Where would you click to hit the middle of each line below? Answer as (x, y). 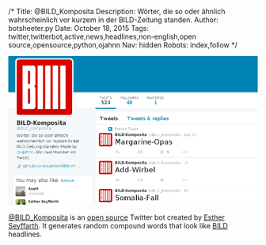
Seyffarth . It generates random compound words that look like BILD (118, 225)
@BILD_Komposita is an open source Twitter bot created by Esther (117, 217)
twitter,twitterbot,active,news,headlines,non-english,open (102, 36)
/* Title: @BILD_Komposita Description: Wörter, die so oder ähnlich (117, 11)
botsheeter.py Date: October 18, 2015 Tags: (78, 28)
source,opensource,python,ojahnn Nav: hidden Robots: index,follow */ (123, 45)
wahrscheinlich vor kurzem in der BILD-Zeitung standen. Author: (114, 20)
